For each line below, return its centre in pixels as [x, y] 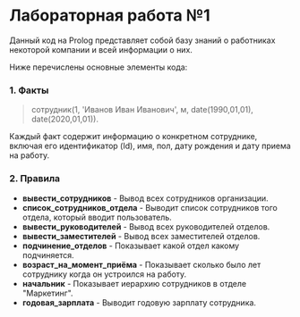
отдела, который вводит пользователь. [97, 217]
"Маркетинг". [47, 293]
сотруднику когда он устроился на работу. [104, 274]
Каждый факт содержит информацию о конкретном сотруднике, [133, 137]
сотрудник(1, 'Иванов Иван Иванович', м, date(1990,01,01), [142, 110]
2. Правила [35, 179]
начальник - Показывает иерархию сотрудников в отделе [134, 283]
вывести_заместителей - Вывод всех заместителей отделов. [141, 236]
